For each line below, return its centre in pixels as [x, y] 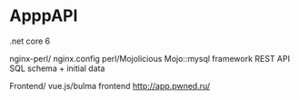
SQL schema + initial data [57, 68]
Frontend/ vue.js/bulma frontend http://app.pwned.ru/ [110, 85]
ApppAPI [44, 16]
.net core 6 [30, 41]
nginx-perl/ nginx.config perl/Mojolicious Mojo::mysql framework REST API [150, 58]
